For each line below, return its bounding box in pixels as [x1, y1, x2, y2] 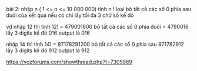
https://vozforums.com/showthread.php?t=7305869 [6, 59, 132, 65]
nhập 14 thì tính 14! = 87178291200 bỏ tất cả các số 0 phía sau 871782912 [6, 41, 184, 48]
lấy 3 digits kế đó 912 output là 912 [6, 47, 90, 54]
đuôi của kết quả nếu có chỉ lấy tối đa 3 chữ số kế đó [6, 12, 134, 19]
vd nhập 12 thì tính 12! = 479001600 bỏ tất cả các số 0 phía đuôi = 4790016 [6, 23, 189, 30]
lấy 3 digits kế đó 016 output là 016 [6, 29, 90, 36]
